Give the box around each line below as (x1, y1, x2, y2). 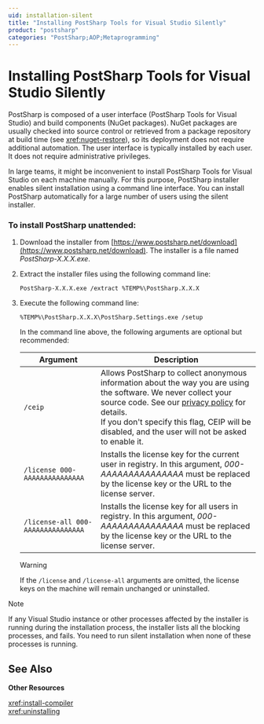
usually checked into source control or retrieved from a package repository (8, 126, 251, 136)
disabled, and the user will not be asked (101, 426, 247, 437)
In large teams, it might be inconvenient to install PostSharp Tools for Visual (8, 166, 253, 177)
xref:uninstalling (8, 707, 60, 716)
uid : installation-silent (8, 11, 93, 20)
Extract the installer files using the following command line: (19, 269, 211, 279)
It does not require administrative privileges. (8, 152, 151, 161)
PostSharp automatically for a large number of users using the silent (8, 192, 229, 201)
